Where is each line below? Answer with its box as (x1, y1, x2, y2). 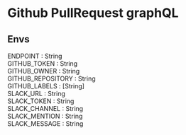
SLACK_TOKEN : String (7, 97, 75, 105)
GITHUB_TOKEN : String (7, 59, 78, 68)
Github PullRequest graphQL (7, 5, 179, 21)
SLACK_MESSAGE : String (7, 119, 84, 128)
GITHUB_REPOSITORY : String (7, 74, 96, 83)
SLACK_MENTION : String (7, 112, 83, 120)
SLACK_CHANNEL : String (7, 105, 84, 112)
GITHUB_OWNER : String (7, 67, 80, 75)
